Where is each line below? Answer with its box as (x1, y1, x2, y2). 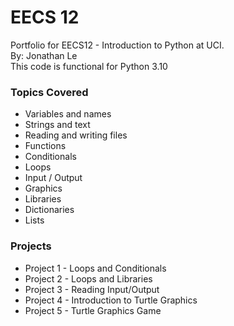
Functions (24, 140, 67, 152)
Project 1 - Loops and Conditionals (24, 262, 167, 274)
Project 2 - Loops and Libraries (24, 272, 153, 285)
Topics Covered (10, 85, 89, 99)
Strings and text (24, 119, 91, 131)
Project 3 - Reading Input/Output (24, 283, 160, 295)
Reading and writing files (24, 129, 128, 141)
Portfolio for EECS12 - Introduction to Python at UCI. (10, 39, 225, 51)
